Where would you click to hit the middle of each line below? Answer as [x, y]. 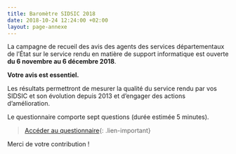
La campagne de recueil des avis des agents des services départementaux [116, 47]
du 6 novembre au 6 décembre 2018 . [62, 62]
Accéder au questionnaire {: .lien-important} [87, 131]
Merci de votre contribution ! [48, 144]
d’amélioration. [29, 104]
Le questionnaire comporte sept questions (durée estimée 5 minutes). [108, 117]
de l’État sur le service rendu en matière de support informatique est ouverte [118, 54]
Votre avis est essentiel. [43, 75]
